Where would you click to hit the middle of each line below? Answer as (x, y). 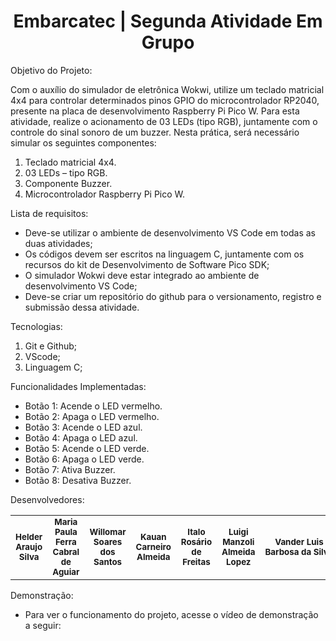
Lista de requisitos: (49, 213)
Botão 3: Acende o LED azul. (83, 427)
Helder (29, 536)
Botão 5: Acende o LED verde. (87, 448)
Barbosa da (288, 551)
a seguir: (43, 625)
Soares (108, 541)
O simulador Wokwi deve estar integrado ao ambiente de (142, 275)
